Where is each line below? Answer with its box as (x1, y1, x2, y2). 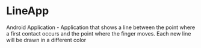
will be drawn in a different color (6, 36, 86, 43)
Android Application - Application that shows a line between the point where (6, 24, 196, 31)
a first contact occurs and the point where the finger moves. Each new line (6, 30, 191, 37)
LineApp (6, 4, 49, 18)
